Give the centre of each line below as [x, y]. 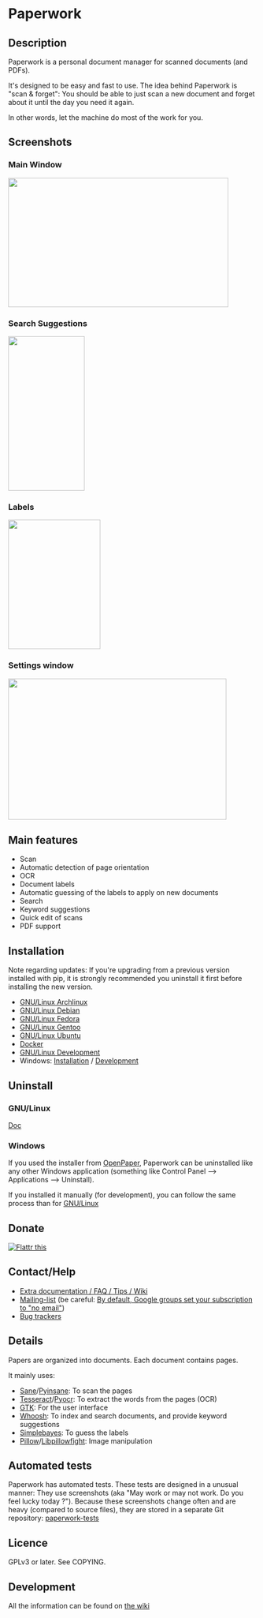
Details [26, 1341]
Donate [26, 1228]
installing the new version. [50, 987]
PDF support [40, 926]
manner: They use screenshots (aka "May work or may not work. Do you [126, 1493]
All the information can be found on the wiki [79, 1606]
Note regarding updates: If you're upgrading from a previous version [119, 970]
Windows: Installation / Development [79, 1061]
